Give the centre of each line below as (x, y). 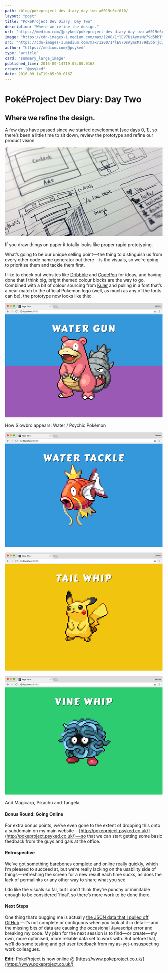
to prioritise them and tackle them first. (45, 265)
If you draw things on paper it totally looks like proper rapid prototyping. (79, 244)
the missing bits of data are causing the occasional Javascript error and (79, 928)
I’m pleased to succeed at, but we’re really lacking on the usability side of (81, 869)
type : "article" (22, 53)
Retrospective (20, 853)
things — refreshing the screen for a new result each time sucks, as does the (84, 874)
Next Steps (17, 906)
